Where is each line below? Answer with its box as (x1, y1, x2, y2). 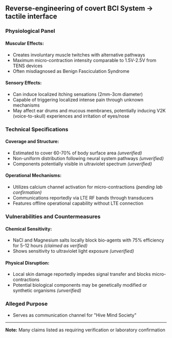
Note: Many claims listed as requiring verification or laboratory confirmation (5, 327, 165, 333)
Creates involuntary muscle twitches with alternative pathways (12, 51, 145, 58)
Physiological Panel (5, 28, 55, 35)
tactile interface (5, 12, 57, 21)
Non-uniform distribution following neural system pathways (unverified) (12, 155, 164, 161)
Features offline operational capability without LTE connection (12, 200, 144, 207)
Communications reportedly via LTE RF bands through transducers (12, 195, 154, 201)
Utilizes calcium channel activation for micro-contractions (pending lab (12, 184, 163, 190)
